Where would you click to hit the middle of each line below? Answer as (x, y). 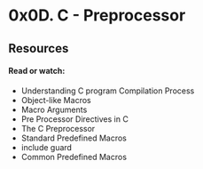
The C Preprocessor (58, 128)
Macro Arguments (54, 109)
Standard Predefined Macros (74, 138)
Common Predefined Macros (74, 157)
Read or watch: (37, 71)
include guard (47, 147)
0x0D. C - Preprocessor (97, 16)
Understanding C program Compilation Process (108, 91)
